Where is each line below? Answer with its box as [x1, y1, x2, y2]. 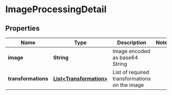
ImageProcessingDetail [5, 4, 107, 15]
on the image [112, 82, 144, 88]
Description [117, 39, 146, 46]
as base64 [112, 54, 138, 61]
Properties [5, 24, 40, 33]
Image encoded [112, 47, 150, 55]
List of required [112, 69, 149, 76]
